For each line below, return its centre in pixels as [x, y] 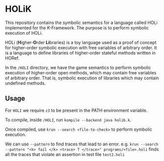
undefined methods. [25, 83]
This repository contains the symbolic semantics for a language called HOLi [81, 23]
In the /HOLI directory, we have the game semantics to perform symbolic [78, 68]
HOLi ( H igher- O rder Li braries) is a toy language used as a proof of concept [81, 42]
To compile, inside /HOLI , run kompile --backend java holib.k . [68, 120]
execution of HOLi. [24, 33]
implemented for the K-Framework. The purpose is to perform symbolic [77, 27]
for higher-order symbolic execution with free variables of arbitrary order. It [81, 47]
